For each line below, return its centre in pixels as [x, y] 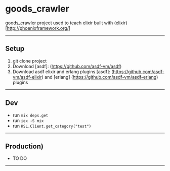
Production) [25, 146]
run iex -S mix [28, 120]
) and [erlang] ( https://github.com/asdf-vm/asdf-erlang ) [100, 77]
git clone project [30, 61]
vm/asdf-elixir [27, 77]
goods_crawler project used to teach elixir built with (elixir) [66, 23]
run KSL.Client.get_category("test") [52, 126]
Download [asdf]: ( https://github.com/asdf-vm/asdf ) [67, 66]
